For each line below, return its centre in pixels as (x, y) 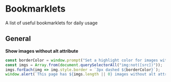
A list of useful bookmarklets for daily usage (51, 23)
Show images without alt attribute (42, 51)
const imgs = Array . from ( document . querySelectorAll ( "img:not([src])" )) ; (84, 65)
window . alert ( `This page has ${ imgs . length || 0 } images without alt (81, 74)
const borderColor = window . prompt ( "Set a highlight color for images (82, 60)
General (18, 39)
